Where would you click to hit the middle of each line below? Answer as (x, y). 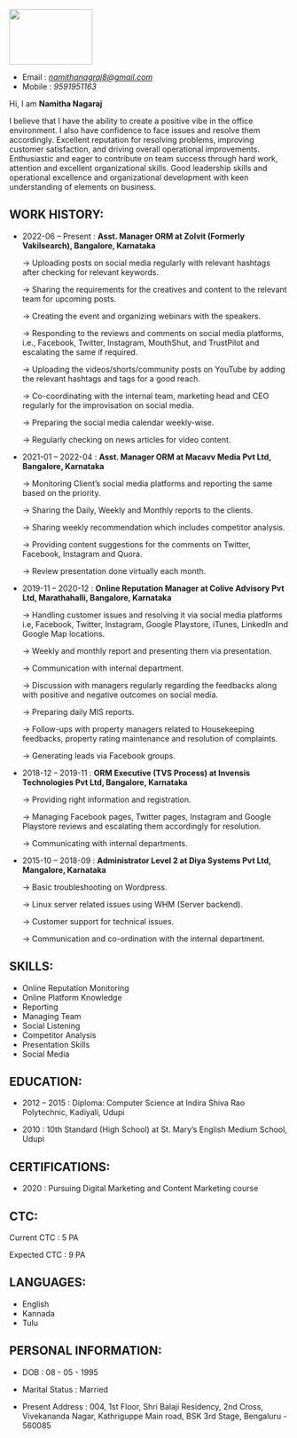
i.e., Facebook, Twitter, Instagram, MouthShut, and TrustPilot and (141, 342)
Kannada (38, 1313)
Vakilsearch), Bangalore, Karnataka (89, 245)
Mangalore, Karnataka (64, 869)
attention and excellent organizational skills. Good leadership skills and (138, 168)
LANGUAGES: (48, 1282)
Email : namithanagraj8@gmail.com (87, 77)
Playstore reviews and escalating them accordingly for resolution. (141, 826)
